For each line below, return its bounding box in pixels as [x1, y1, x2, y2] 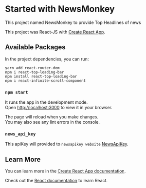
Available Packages [5, 43, 66, 52]
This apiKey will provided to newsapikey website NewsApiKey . [5, 141, 128, 147]
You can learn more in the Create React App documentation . [5, 168, 126, 174]
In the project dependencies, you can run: [5, 56, 89, 62]
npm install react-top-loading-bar [5, 74, 77, 79]
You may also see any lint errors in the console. [5, 119, 100, 125]
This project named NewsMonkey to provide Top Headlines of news [5, 19, 141, 25]
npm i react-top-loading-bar [5, 70, 64, 75]
